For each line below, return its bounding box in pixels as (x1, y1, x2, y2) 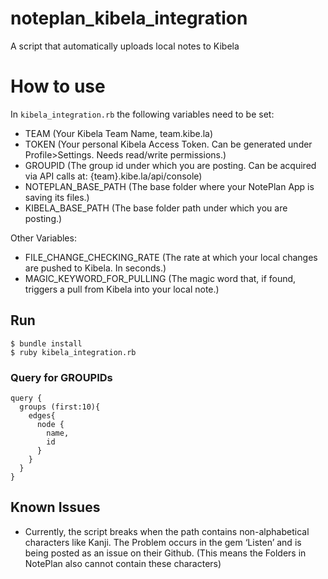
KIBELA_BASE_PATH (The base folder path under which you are (24, 202, 288, 214)
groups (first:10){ (19, 402, 101, 412)
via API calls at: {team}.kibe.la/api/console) (24, 170, 203, 182)
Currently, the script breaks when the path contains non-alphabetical (24, 525, 310, 537)
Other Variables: (10, 232, 77, 244)
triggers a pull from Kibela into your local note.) (24, 283, 220, 295)
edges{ (28, 410, 56, 421)
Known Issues (10, 499, 101, 516)
